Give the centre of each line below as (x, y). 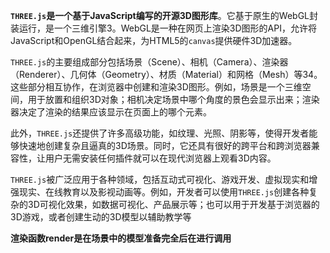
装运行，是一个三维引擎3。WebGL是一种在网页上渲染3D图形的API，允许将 (163, 28)
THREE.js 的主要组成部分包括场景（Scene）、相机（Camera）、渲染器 (149, 62)
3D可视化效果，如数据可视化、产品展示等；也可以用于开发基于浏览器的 (173, 204)
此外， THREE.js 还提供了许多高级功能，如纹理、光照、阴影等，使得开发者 (160, 133)
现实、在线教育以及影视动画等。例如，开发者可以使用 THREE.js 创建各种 (164, 192)
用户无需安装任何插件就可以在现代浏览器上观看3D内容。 (160, 158)
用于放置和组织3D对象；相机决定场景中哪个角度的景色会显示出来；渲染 (173, 99)
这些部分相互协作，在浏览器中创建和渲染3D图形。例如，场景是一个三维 (156, 87)
